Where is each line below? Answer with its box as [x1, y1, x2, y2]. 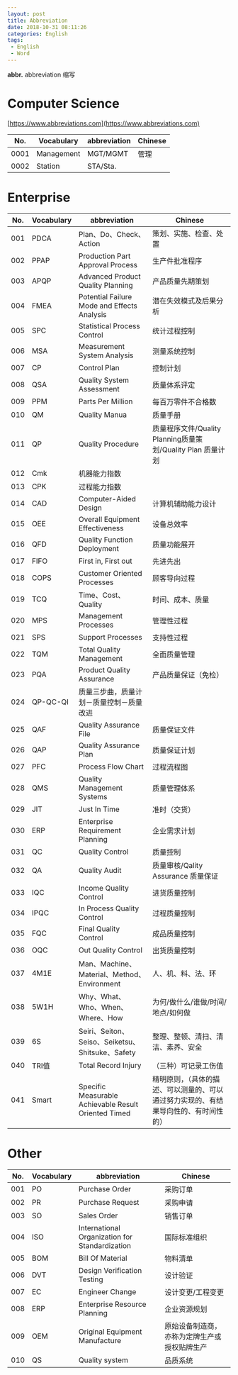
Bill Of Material [78, 1253, 127, 1263]
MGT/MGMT [87, 148, 129, 158]
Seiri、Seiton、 [78, 1026, 129, 1036]
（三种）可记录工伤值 [152, 1061, 224, 1071]
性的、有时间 [173, 1106, 217, 1115]
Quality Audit [78, 865, 122, 875]
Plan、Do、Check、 [78, 229, 145, 239]
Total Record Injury [78, 1060, 142, 1070]
